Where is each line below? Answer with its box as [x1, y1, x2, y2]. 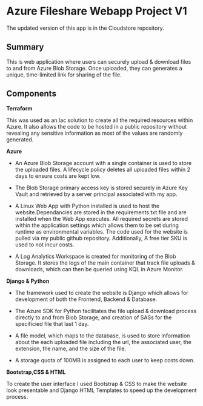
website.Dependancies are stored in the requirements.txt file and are [15, 208, 187, 216]
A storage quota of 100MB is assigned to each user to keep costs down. [15, 356, 195, 364]
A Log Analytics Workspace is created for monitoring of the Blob [15, 252, 176, 260]
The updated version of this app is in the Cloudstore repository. [6, 24, 165, 32]
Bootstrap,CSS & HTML [6, 368, 66, 376]
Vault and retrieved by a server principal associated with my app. [15, 190, 178, 198]
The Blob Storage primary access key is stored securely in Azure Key [15, 184, 188, 191]
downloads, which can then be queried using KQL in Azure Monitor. [15, 265, 184, 272]
